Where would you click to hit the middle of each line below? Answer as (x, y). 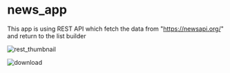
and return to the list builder (47, 35)
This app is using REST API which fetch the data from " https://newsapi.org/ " (116, 29)
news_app (37, 10)
